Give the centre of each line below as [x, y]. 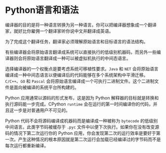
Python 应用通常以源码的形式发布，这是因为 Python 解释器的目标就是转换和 [82, 98]
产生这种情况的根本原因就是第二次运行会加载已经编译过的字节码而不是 [89, 139]
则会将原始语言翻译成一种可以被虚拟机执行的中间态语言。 [72, 58]
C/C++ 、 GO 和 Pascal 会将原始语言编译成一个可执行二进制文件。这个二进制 [80, 81]
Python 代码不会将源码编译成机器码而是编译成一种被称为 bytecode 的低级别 [82, 121]
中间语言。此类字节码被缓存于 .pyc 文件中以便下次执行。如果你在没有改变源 [82, 127]
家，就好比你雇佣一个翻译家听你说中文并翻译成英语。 [59, 31]
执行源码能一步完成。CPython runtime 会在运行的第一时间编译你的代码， [79, 104]
